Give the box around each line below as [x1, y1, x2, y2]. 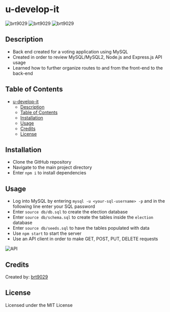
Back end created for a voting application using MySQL [12, 48, 128, 54]
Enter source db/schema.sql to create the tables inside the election [12, 214, 154, 221]
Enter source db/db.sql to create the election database [12, 209, 128, 215]
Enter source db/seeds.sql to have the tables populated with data [12, 225, 150, 231]
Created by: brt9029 [5, 274, 48, 280]
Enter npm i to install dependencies [12, 170, 86, 176]
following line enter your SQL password [12, 203, 95, 209]
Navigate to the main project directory [12, 164, 92, 171]
